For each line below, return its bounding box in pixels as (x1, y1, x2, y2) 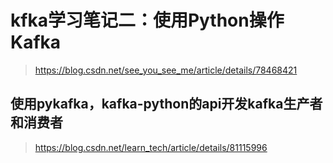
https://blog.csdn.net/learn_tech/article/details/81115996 (34, 141, 268, 153)
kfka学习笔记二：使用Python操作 (10, 9, 285, 32)
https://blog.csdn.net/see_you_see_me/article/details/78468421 (34, 64, 298, 76)
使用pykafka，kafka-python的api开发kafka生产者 (10, 96, 323, 113)
